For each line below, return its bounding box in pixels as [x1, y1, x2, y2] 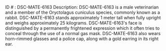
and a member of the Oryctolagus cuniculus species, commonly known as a [5, 9, 160, 15]
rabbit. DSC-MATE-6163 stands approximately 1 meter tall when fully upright [5, 15, 161, 20]
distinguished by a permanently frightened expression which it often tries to [5, 25, 160, 31]
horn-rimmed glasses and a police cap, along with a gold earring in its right [5, 36, 159, 42]
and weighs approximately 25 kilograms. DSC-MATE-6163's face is [5, 20, 142, 26]
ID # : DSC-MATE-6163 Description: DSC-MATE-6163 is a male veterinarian [5, 4, 159, 10]
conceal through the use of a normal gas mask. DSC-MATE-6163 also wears [5, 31, 161, 36]
